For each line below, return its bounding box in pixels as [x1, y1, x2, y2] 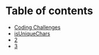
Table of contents [5, 4, 94, 18]
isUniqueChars [14, 30, 51, 37]
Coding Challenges [14, 24, 61, 31]
